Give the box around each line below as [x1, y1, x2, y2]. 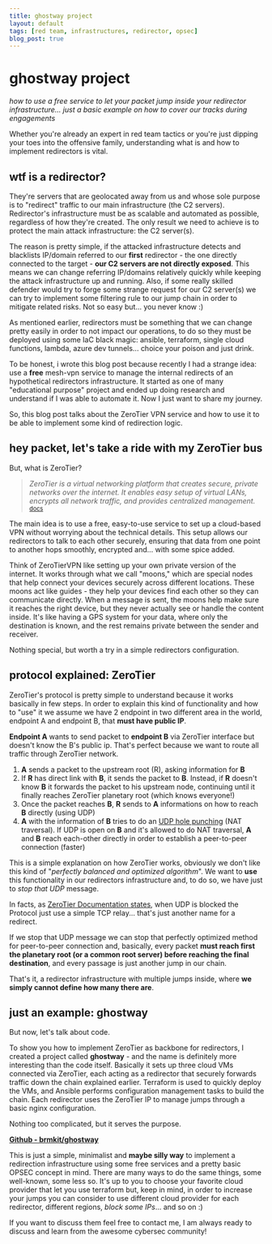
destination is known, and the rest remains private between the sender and [9, 620, 259, 630]
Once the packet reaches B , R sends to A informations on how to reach [20, 799, 258, 809]
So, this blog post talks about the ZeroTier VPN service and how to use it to [9, 410, 260, 418]
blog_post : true [9, 34, 64, 43]
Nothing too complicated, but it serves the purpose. [9, 1119, 181, 1129]
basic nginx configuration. [9, 1104, 96, 1113]
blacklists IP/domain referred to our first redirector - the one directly [9, 251, 237, 260]
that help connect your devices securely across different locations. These [9, 577, 255, 587]
